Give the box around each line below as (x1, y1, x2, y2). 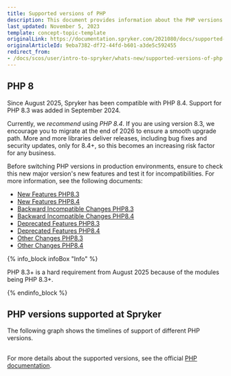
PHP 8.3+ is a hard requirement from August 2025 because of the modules (7, 268, 220, 276)
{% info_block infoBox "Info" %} (7, 254, 98, 262)
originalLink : (7, 36, 48, 43)
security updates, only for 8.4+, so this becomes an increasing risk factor (7, 141, 215, 149)
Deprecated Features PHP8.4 (16, 227, 100, 235)
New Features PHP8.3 (16, 190, 80, 198)
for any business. (7, 149, 56, 157)
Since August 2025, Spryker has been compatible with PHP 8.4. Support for (7, 98, 222, 107)
